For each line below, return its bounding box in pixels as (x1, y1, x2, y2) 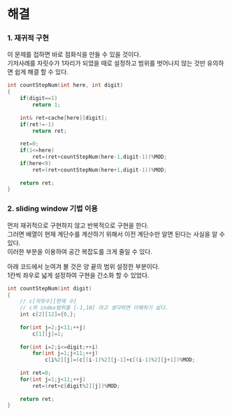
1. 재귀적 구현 (7, 33, 50, 43)
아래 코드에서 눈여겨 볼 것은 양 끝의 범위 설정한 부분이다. (7, 262, 160, 270)
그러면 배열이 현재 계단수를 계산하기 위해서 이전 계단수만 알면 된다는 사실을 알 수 (7, 230, 226, 238)
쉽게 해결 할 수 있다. (14, 68, 68, 76)
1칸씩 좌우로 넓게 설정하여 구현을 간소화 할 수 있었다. (7, 271, 150, 279)
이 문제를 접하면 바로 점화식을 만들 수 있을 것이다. (7, 50, 142, 59)
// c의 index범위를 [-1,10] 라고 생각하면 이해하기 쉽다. (20, 304, 169, 311)
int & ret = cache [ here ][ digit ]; (20, 114, 108, 121)
